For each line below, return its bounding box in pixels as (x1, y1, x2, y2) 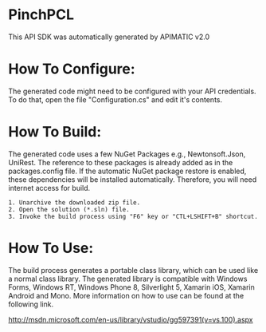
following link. (8, 299, 54, 309)
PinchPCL (8, 6, 74, 24)
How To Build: (8, 123, 102, 141)
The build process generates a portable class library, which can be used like (8, 265, 259, 275)
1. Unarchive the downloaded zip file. (8, 198, 141, 207)
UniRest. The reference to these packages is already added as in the (8, 157, 233, 167)
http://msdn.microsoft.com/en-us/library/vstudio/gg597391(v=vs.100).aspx (8, 314, 253, 324)
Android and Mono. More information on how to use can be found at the (8, 290, 244, 300)
